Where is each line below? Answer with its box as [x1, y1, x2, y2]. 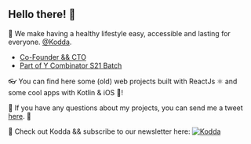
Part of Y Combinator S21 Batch [19, 61, 122, 70]
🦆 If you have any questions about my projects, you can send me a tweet [8, 103, 243, 113]
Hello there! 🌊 [8, 8, 76, 21]
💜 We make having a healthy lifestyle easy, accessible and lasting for [8, 28, 231, 38]
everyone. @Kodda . [8, 37, 72, 46]
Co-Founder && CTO [19, 52, 86, 61]
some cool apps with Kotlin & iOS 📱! [8, 87, 124, 97]
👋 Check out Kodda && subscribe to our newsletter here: [8, 127, 191, 136]
